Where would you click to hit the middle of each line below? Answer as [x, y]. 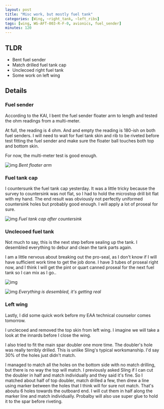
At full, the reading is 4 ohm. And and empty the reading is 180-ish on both [80, 130]
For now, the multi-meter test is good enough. [51, 155]
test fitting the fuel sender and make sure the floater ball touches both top [80, 141]
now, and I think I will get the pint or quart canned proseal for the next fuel [80, 267]
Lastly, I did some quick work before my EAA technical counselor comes [78, 315]
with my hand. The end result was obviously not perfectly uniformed [74, 199]
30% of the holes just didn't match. [41, 355]
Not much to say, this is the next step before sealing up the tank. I [71, 242]
